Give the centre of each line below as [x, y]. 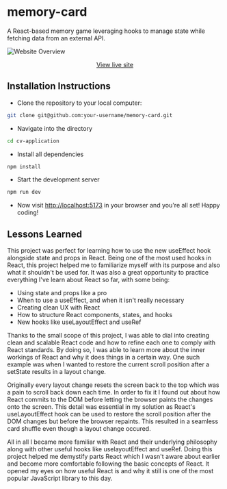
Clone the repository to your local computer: [79, 103]
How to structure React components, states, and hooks [95, 315]
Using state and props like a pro [62, 293]
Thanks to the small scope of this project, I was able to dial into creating [108, 336]
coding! [28, 212]
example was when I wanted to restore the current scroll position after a [108, 364]
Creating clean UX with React [58, 308]
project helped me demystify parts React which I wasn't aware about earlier [114, 457]
